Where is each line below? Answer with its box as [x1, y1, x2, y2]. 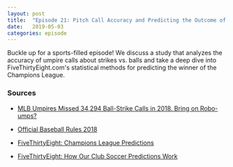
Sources [7, 88, 36, 98]
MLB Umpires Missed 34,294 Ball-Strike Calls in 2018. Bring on [17, 104, 199, 112]
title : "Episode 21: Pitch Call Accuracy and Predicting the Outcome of [7, 17, 227, 24]
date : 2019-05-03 [7, 23, 64, 30]
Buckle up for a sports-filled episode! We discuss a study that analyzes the [7, 49, 223, 57]
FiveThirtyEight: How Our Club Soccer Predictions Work [17, 152, 178, 160]
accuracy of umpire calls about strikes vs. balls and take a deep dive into [7, 56, 217, 65]
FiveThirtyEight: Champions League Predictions [17, 138, 155, 147]
